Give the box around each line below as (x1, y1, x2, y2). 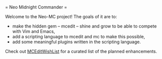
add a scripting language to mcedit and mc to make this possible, (12, 34, 145, 39)
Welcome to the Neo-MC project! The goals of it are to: (5, 14, 117, 19)
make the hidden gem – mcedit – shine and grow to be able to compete (12, 23, 157, 29)
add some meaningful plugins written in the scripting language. (12, 39, 141, 45)
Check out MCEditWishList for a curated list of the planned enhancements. (5, 49, 157, 54)
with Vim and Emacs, (12, 29, 55, 34)
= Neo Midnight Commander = (5, 4, 68, 10)
